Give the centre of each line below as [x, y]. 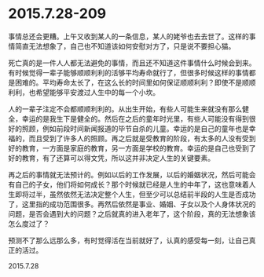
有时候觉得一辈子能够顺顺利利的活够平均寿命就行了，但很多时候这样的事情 [128, 72]
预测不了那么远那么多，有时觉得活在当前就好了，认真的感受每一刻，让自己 [128, 240]
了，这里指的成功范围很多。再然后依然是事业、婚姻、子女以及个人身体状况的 [132, 204]
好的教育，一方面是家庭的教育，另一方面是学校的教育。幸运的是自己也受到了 [132, 148]
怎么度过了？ [29, 224]
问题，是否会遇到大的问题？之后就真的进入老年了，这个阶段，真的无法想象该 [132, 213]
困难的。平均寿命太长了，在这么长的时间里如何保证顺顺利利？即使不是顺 [132, 82]
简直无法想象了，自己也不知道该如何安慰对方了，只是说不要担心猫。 [125, 46]
